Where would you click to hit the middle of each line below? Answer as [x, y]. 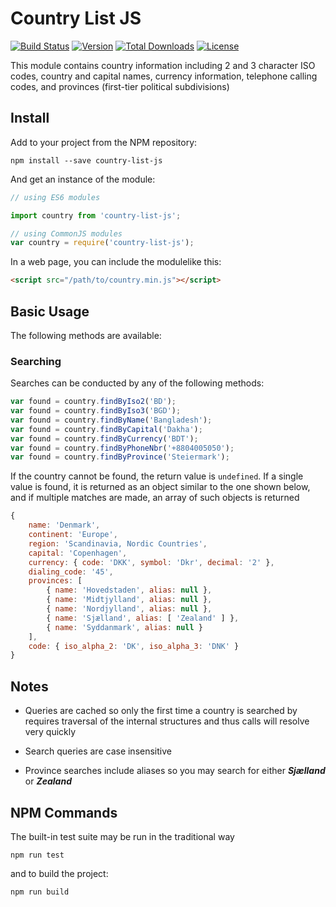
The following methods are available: [86, 335]
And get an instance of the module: [83, 179]
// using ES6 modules [55, 197]
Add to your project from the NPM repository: [104, 142]
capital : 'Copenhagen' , [78, 553]
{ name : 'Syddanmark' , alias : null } [124, 627]
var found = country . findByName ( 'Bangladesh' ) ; [111, 420]
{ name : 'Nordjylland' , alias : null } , [129, 609]
